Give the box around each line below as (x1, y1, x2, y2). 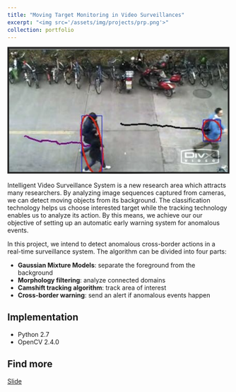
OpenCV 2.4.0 (17, 338, 59, 346)
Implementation (7, 311, 79, 323)
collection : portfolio (7, 26, 74, 33)
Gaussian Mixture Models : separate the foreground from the (17, 261, 196, 270)
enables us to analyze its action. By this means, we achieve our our (7, 211, 203, 220)
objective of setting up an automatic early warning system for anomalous (7, 219, 220, 227)
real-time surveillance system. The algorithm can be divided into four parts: (7, 247, 228, 256)
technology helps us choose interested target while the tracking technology (7, 203, 228, 212)
